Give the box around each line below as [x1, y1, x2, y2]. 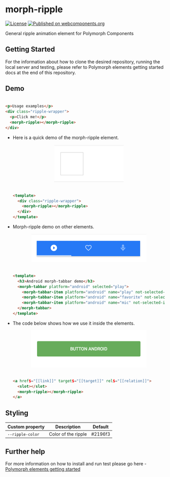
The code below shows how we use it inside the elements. [12, 320, 135, 326]
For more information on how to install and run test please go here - [5, 461, 147, 467]
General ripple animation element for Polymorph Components [5, 30, 134, 36]
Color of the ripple [49, 431, 87, 437]
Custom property [7, 423, 45, 430]
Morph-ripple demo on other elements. [12, 224, 94, 230]
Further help [5, 447, 46, 456]
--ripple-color [7, 432, 40, 437]
